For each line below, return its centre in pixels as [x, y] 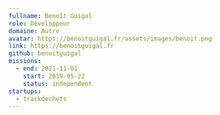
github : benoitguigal [45, 53]
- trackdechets [41, 99]
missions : [25, 62]
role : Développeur [39, 23]
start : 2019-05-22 [54, 76]
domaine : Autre [34, 31]
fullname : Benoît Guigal [50, 16]
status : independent [58, 83]
